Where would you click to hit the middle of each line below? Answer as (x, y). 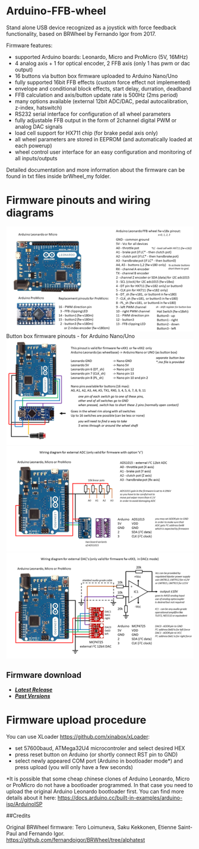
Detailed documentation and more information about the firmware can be (96, 170)
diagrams (30, 213)
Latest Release (34, 689)
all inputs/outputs (36, 158)
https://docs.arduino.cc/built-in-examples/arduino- (120, 798)
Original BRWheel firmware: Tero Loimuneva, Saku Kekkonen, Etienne (91, 827)
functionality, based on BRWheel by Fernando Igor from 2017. (81, 33)
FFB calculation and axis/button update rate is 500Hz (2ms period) (96, 95)
